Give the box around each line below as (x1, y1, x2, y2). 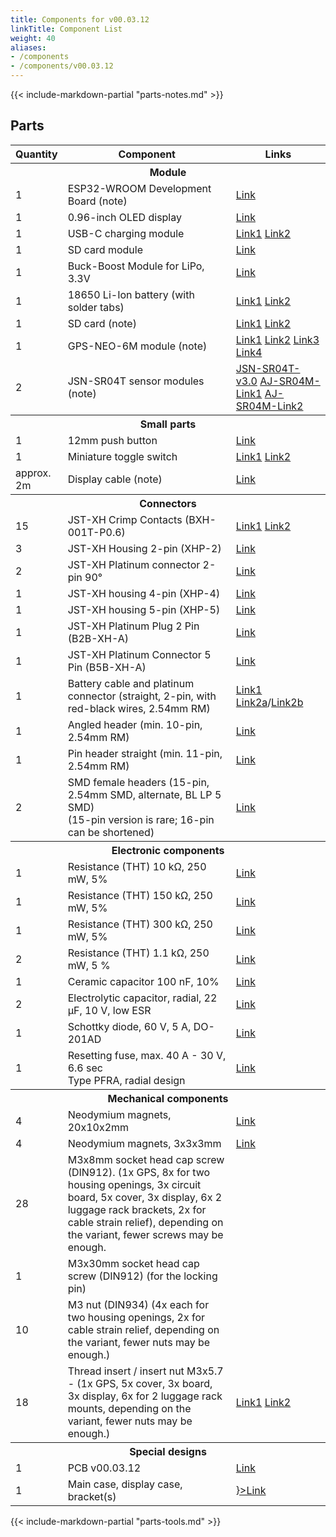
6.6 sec (67, 1061, 103, 1075)
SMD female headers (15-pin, (67, 775, 210, 789)
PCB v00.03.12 (67, 1461, 142, 1475)
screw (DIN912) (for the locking (67, 1269, 218, 1283)
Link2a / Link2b (235, 695, 304, 709)
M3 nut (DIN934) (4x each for (67, 1297, 210, 1311)
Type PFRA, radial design (67, 1073, 186, 1087)
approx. (15, 466, 52, 480)
